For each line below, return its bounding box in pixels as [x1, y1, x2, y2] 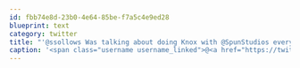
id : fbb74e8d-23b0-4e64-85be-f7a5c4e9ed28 [9, 12, 170, 22]
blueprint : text [9, 21, 70, 30]
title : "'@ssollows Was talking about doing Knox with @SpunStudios [9, 37, 270, 47]
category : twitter [9, 29, 78, 38]
